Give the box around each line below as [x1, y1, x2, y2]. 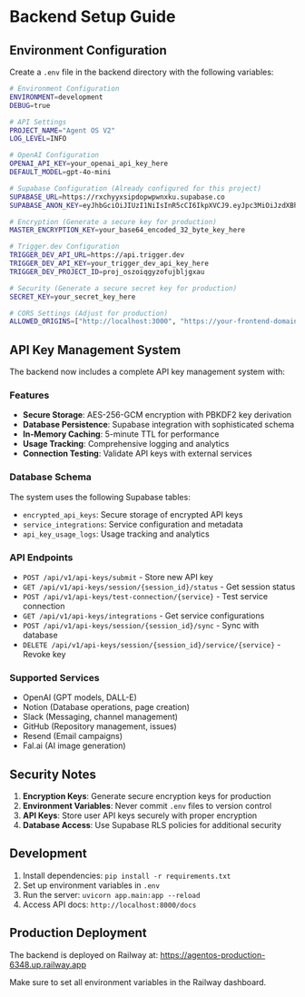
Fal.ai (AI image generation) [22, 740, 126, 751]
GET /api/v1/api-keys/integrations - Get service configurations [22, 610, 265, 621]
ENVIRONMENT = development [9, 93, 103, 102]
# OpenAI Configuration [9, 151, 100, 160]
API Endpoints [9, 551, 74, 564]
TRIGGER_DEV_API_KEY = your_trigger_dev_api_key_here [9, 259, 209, 268]
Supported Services [9, 671, 100, 684]
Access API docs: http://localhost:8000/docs [22, 899, 197, 910]
